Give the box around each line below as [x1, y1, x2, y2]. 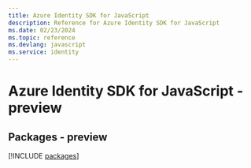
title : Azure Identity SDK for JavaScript [8, 11, 149, 20]
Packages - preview [8, 130, 108, 144]
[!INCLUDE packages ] [8, 151, 79, 160]
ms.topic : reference [8, 33, 76, 42]
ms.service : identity [8, 48, 79, 56]
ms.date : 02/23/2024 [8, 26, 76, 34]
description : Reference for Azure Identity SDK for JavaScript [8, 19, 220, 27]
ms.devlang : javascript [8, 41, 87, 49]
